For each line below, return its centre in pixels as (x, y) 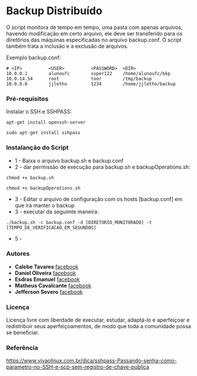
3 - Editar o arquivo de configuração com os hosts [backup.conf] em (98, 199)
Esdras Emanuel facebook (47, 279)
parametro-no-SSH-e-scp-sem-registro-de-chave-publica (78, 367)
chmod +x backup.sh (30, 178)
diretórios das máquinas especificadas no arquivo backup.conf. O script (94, 40)
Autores (18, 254)
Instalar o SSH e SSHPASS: (39, 112)
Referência (22, 348)
